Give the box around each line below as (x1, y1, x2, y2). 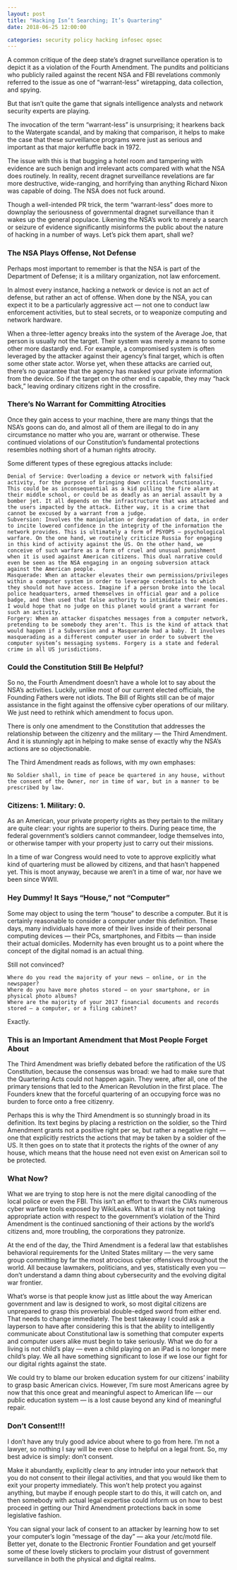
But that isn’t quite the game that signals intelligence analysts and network (7, 100, 224, 108)
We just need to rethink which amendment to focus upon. (7, 708, 174, 717)
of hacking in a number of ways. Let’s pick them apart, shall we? (7, 230, 194, 239)
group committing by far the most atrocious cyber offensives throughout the (7, 1256, 229, 1265)
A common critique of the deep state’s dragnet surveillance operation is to (7, 56, 223, 64)
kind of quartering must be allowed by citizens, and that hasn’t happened (7, 860, 220, 869)
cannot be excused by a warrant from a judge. (7, 509, 147, 517)
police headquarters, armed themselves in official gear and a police (7, 590, 219, 597)
